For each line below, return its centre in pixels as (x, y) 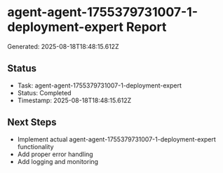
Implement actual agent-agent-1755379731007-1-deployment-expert (116, 139)
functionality (35, 146)
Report (146, 27)
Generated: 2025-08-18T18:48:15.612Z (63, 46)
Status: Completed (44, 92)
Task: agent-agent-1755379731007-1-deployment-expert (100, 85)
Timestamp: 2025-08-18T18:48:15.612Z (74, 100)
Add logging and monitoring (58, 161)
